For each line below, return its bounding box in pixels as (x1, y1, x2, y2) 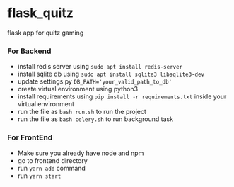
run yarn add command (17, 164, 86, 172)
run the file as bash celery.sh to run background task (17, 115, 174, 123)
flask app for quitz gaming (7, 28, 84, 37)
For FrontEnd (7, 132, 53, 142)
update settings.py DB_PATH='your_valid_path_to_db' (17, 77, 172, 86)
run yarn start (17, 171, 62, 180)
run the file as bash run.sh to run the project (17, 108, 147, 116)
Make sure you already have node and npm (17, 149, 144, 157)
